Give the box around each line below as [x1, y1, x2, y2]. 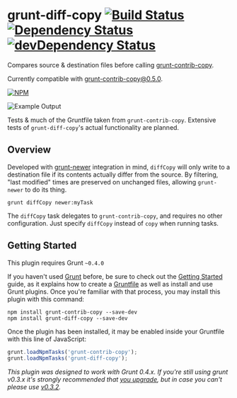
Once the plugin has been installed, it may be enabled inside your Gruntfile [7, 327, 225, 336]
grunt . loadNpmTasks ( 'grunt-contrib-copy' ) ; [7, 348, 138, 355]
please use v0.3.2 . [7, 383, 62, 392]
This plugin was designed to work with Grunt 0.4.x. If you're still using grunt [7, 367, 229, 376]
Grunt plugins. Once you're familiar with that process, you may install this [7, 287, 221, 296]
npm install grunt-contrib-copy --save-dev [7, 309, 138, 316]
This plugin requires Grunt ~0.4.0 [7, 258, 105, 267]
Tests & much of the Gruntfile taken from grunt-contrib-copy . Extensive [7, 116, 216, 124]
